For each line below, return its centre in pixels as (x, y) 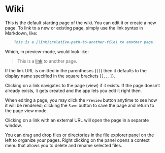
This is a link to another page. (47, 61)
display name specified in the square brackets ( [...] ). (60, 76)
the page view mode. (27, 110)
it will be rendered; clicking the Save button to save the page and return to (80, 105)
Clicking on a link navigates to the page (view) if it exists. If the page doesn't (82, 85)
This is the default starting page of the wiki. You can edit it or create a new (81, 23)
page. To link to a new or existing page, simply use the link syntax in (74, 28)
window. (14, 125)
